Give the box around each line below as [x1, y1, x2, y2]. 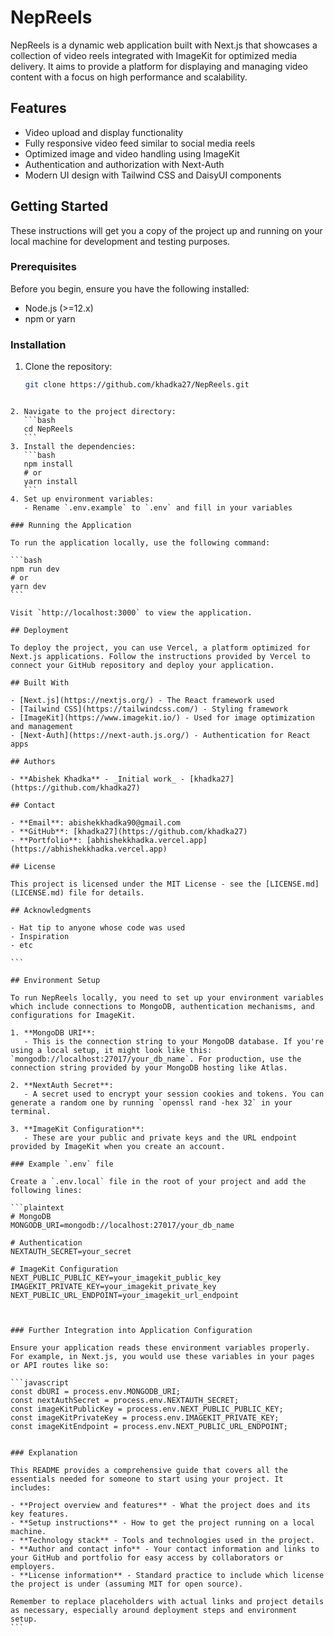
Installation [10, 337, 67, 351]
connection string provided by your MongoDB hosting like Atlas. [10, 1063, 288, 1073]
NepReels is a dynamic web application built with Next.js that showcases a [10, 39, 318, 51]
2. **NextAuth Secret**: [10, 1081, 114, 1091]
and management [10, 722, 74, 732]
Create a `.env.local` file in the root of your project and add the [10, 1177, 307, 1187]
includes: [10, 1483, 52, 1493]
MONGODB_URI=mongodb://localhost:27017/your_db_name [10, 1221, 235, 1231]
